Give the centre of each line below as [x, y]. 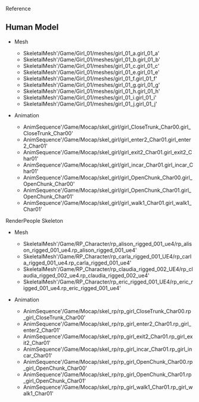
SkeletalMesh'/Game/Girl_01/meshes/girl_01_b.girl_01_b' [91, 60]
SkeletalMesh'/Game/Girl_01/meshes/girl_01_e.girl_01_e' [91, 72]
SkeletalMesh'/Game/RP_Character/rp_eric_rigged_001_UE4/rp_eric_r [108, 282]
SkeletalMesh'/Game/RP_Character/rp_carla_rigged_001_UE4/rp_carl [107, 256]
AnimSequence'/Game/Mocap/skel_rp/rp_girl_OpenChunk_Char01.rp [107, 374]
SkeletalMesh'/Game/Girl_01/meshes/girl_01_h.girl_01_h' [91, 91]
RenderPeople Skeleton [35, 220]
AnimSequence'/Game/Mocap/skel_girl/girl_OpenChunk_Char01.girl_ [107, 190]
